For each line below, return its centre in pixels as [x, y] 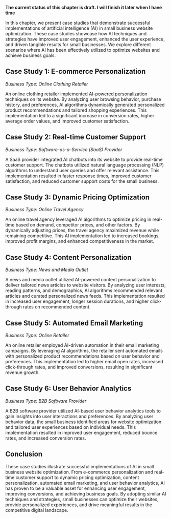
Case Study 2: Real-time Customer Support [76, 137]
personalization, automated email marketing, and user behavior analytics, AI [85, 483]
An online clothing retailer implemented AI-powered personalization [76, 94]
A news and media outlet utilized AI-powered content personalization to [81, 280]
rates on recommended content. [57, 307]
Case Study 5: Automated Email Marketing [74, 323]
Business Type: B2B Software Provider [46, 401]
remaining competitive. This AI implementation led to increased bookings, [82, 236]
